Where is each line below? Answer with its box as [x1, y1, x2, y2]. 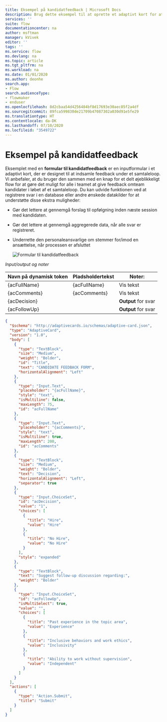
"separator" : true [18, 481, 57, 485]
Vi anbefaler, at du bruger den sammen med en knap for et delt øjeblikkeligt [5, 176, 160, 182]
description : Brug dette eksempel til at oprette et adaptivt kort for [5, 12, 157, 17]
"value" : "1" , [18, 504, 48, 509]
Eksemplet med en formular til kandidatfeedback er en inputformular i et [5, 165, 155, 172]
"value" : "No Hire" [27, 541, 68, 546]
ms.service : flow [5, 49, 41, 54]
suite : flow [5, 21, 30, 26]
